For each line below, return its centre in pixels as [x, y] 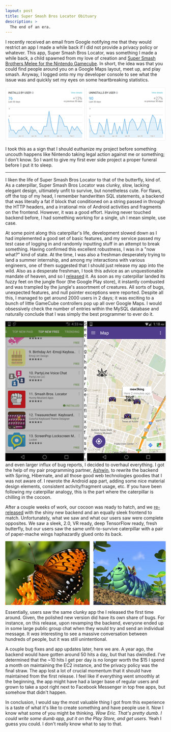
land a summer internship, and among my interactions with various [75, 260]
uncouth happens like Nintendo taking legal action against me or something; [85, 154]
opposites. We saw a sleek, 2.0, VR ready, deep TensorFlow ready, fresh [81, 523]
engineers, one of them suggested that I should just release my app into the [84, 265]
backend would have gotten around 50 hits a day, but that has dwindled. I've [85, 654]
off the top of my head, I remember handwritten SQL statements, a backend [85, 196]
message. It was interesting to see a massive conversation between [76, 634]
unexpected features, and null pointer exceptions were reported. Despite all [84, 292]
